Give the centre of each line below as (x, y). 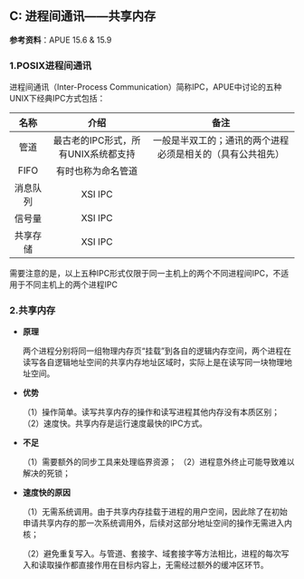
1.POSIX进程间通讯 (51, 65)
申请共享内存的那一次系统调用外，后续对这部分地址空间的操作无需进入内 (157, 523)
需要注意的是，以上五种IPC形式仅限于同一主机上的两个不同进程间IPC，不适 (149, 274)
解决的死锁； (46, 473)
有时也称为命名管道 (97, 171)
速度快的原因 (46, 493)
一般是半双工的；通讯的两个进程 (221, 140)
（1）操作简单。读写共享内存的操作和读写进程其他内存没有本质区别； (151, 412)
